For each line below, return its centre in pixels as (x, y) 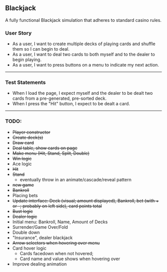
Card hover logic (29, 248)
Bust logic (23, 211)
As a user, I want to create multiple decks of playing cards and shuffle (84, 44)
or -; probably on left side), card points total (57, 206)
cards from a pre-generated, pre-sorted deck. (59, 98)
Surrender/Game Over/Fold (40, 227)
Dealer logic (25, 216)
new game (23, 185)
